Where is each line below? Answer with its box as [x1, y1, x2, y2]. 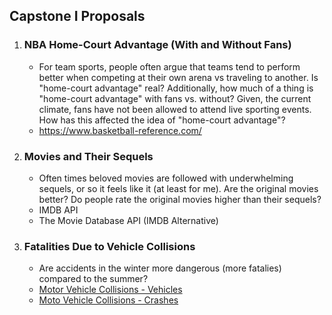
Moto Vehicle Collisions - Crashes [38, 294, 179, 306]
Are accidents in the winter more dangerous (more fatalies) [38, 262, 282, 274]
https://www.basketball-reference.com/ [38, 124, 202, 136]
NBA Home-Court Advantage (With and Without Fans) [23, 38, 292, 52]
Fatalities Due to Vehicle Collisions [23, 239, 196, 253]
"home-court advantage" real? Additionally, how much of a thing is [38, 82, 314, 94]
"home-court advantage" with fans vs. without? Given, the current [38, 92, 312, 104]
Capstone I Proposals [9, 8, 146, 25]
